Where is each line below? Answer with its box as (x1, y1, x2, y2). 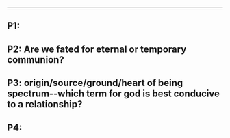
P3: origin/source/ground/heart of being (7, 77, 183, 89)
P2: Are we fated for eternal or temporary (7, 43, 187, 55)
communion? (7, 54, 65, 66)
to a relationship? (7, 98, 83, 110)
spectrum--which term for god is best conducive (7, 88, 220, 100)
